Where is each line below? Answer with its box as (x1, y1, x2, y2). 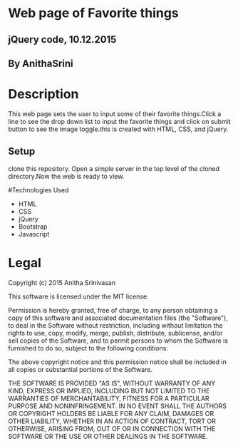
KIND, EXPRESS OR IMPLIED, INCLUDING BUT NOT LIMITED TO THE (8, 386, 210, 395)
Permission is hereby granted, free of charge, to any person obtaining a (8, 306, 218, 314)
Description (8, 86, 79, 103)
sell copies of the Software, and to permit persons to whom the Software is (8, 336, 229, 345)
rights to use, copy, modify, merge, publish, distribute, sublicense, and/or (8, 328, 223, 337)
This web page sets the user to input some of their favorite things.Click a (8, 109, 222, 118)
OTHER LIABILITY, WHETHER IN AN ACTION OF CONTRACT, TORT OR (8, 417, 216, 425)
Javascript (18, 229, 50, 238)
